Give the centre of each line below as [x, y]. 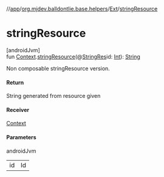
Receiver [18, 109]
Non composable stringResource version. [58, 68]
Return [15, 82]
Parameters [21, 137]
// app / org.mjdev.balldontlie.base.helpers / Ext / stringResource [82, 9]
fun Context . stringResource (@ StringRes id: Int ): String [73, 57]
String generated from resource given [53, 96]
